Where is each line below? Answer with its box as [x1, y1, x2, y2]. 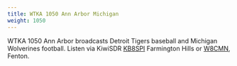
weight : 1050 [7, 17, 46, 24]
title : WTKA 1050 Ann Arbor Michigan [7, 10, 119, 18]
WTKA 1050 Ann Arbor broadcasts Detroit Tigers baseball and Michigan [7, 36, 218, 45]
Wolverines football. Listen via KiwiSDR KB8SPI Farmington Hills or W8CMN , [7, 44, 231, 53]
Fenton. [7, 51, 30, 60]
